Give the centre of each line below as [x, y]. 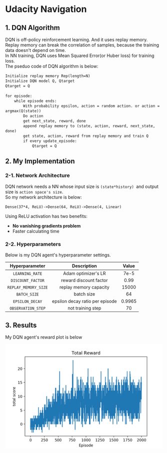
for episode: [19, 96]
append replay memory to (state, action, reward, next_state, [89, 126]
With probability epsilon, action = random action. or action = [91, 106]
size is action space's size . [34, 191]
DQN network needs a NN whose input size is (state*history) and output [82, 186]
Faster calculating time [36, 231]
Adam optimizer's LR [84, 273]
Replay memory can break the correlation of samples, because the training [82, 45]
